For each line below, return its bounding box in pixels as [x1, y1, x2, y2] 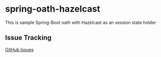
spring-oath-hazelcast [5, 3, 100, 15]
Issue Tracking [5, 34, 52, 42]
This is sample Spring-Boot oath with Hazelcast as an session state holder [5, 19, 157, 25]
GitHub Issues [5, 46, 34, 52]
